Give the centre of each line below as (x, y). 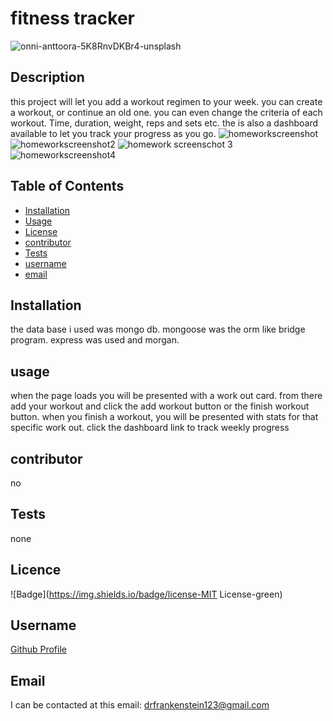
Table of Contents (67, 186)
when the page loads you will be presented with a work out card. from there (166, 396)
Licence (36, 570)
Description (47, 77)
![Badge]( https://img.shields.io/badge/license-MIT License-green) (146, 594)
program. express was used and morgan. (95, 340)
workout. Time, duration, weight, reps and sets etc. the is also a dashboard (164, 123)
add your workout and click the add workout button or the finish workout (160, 406)
